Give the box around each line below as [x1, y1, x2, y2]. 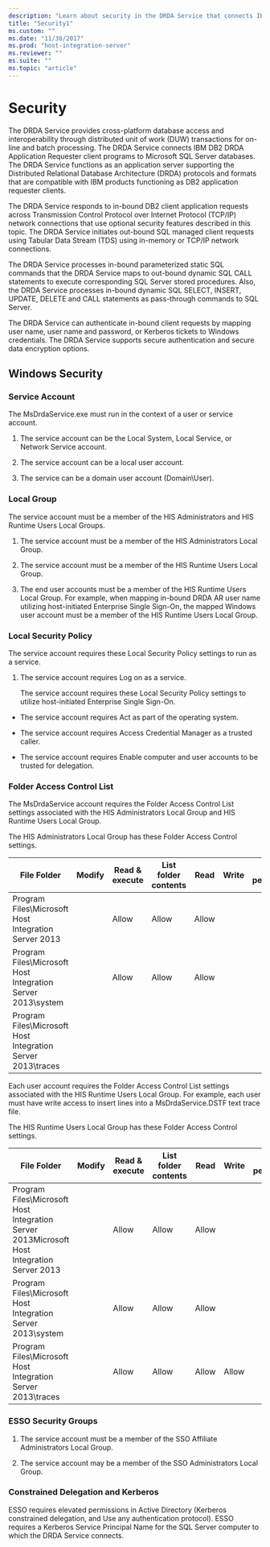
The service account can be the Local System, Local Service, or [19, 433, 232, 443]
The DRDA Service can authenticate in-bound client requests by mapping [8, 317, 252, 327]
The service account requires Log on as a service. [19, 672, 186, 682]
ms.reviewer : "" [8, 49, 63, 57]
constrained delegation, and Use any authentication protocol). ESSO [8, 1513, 235, 1523]
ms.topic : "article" [8, 64, 78, 73]
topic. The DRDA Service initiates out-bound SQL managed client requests [8, 226, 255, 236]
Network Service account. [19, 442, 107, 452]
